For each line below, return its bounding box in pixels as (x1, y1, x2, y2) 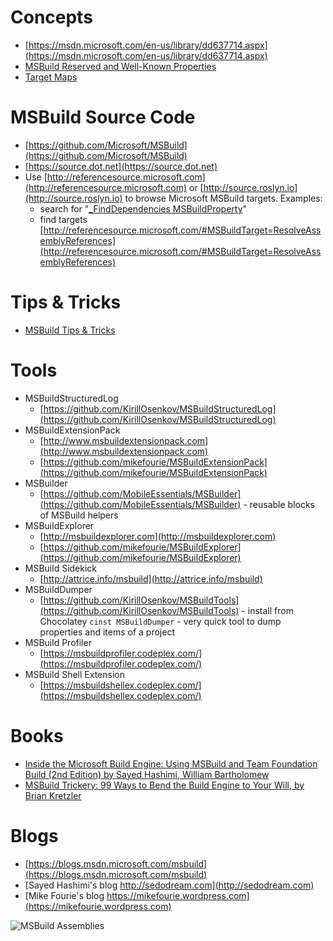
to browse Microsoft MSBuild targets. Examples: (124, 192, 323, 204)
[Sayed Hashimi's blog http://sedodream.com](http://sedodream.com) (24, 879, 315, 891)
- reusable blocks (243, 498, 315, 510)
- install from (241, 604, 294, 616)
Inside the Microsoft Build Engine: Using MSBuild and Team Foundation (24, 757, 318, 770)
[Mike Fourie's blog (24, 889, 105, 901)
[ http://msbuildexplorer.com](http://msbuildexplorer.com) (39, 530, 277, 542)
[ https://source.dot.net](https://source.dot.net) (24, 160, 218, 172)
